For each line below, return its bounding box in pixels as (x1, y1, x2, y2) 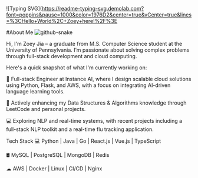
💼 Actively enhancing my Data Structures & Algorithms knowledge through (6, 99, 187, 106)
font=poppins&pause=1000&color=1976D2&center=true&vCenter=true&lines (6, 11, 192, 18)
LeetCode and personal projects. (6, 106, 86, 112)
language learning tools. (6, 88, 65, 95)
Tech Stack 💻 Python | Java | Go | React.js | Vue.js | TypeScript (6, 137, 161, 145)
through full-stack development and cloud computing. (6, 53, 137, 59)
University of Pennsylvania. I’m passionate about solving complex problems (6, 46, 190, 53)
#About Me (6, 29, 34, 36)
